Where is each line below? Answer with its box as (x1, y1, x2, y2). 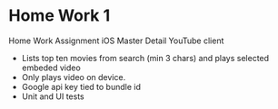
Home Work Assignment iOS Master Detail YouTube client (8, 35, 224, 46)
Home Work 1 (8, 5, 111, 26)
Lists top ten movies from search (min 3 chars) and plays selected (21, 52, 270, 63)
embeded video (21, 62, 81, 73)
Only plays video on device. (21, 71, 126, 82)
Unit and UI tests (21, 91, 84, 102)
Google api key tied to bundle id (21, 81, 142, 92)
